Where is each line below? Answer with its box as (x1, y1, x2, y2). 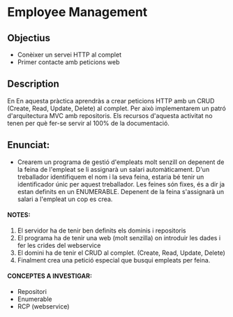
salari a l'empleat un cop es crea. (17, 195, 113, 203)
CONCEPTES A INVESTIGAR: (7, 272, 93, 280)
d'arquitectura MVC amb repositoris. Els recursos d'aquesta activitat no (7, 111, 213, 119)
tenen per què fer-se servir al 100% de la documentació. (7, 119, 170, 127)
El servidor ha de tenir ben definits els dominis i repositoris (17, 226, 186, 235)
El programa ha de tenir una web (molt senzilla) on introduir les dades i (17, 233, 221, 242)
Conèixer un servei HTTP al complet (17, 50, 122, 59)
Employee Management (7, 4, 148, 20)
